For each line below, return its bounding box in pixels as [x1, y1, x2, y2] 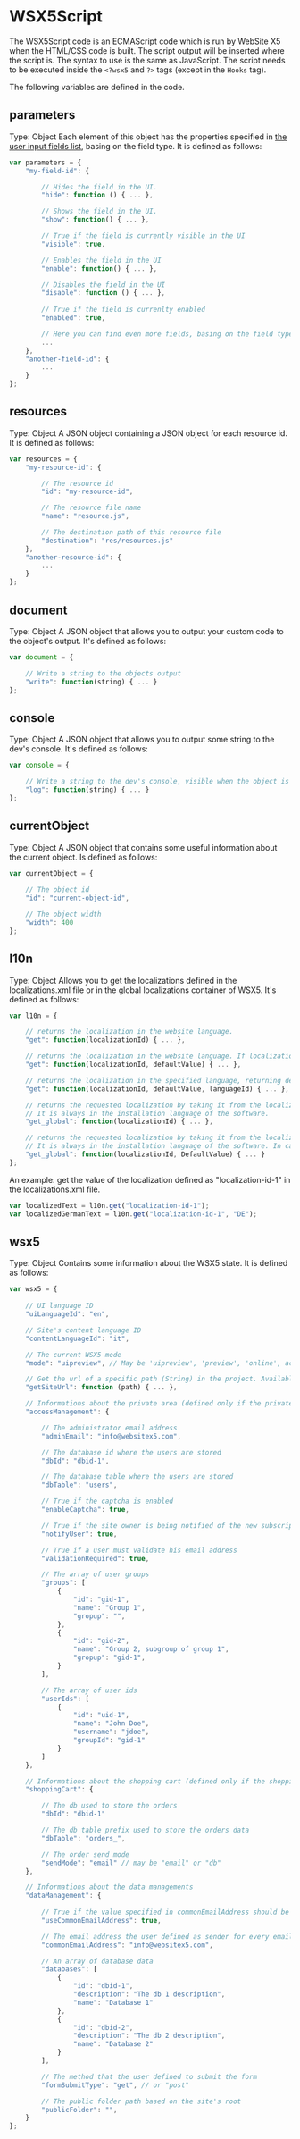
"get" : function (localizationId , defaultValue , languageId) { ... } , [25, 1084, 290, 1094]
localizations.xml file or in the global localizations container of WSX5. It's [9, 985, 277, 995]
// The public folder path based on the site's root [41, 2097, 242, 2106]
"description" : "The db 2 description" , [72, 2031, 226, 2041]
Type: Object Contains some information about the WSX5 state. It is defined [9, 1258, 288, 1269]
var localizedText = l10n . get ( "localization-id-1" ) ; [9, 1201, 210, 1210]
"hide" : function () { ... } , [41, 190, 154, 200]
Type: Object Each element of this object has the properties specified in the [9, 131, 287, 142]
